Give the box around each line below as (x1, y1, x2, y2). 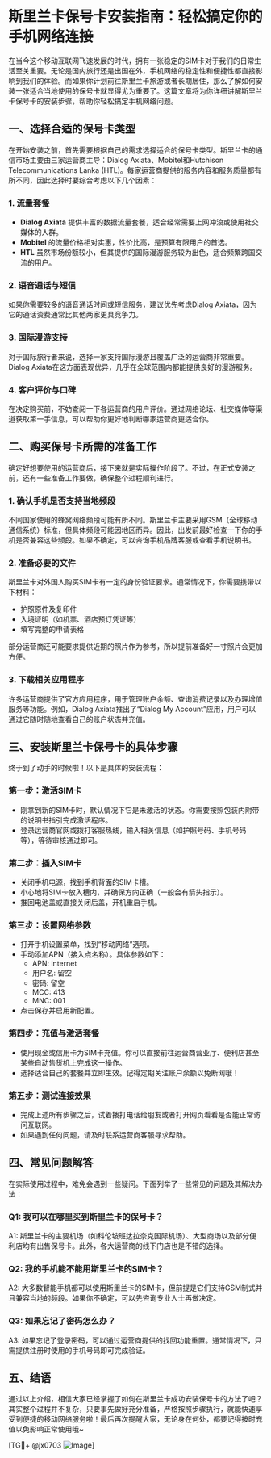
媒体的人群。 (19, 228, 63, 237)
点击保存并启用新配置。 (19, 1006, 98, 1016)
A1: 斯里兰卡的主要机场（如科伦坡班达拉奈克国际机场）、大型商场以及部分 (8, 1231, 250, 1241)
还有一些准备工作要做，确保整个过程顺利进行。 (22, 473, 178, 483)
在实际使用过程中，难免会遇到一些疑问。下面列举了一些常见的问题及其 (8, 1179, 242, 1188)
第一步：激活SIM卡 (8, 785, 82, 796)
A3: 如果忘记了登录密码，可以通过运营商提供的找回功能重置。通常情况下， (8, 1335, 256, 1345)
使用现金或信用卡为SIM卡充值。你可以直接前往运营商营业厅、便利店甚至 (19, 1047, 260, 1058)
